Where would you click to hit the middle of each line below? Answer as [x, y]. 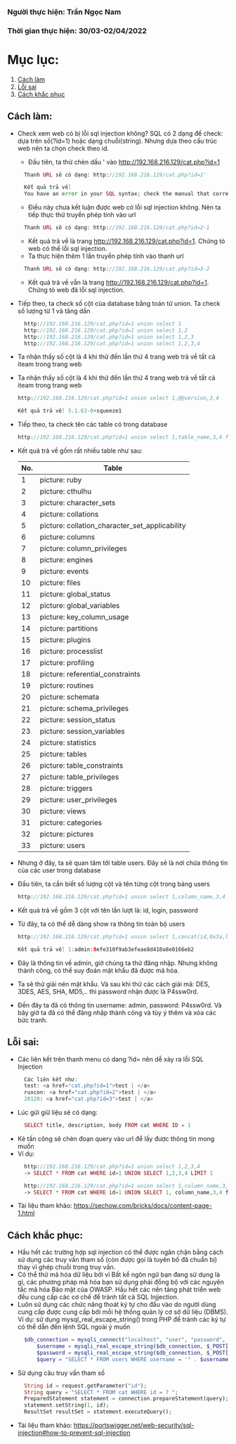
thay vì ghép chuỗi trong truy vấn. [66, 1267]
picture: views [63, 811]
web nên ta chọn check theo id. [63, 148]
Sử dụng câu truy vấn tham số [61, 1373]
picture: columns [67, 537]
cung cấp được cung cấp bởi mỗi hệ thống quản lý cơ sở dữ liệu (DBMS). [123, 1312]
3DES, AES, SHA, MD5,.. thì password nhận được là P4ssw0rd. [108, 991]
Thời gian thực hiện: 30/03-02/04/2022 [77, 30]
